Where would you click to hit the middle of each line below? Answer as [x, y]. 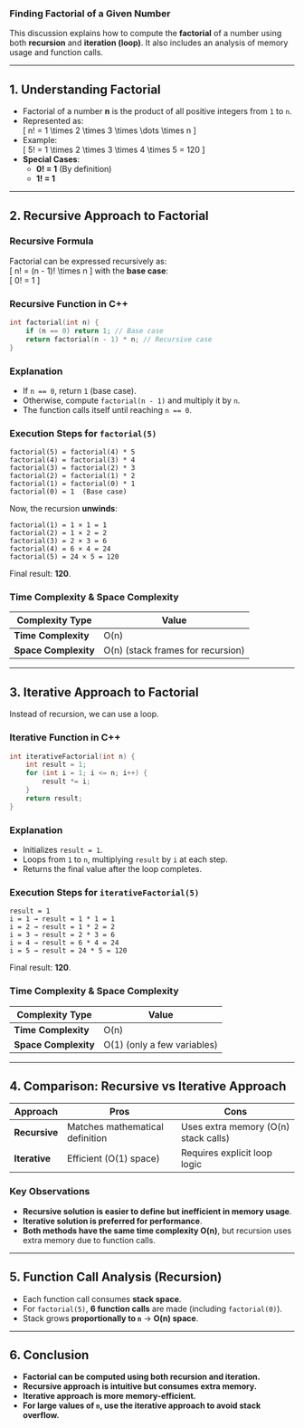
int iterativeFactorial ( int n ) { [72, 756]
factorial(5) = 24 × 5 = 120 [64, 557]
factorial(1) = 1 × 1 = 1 [58, 525]
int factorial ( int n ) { [54, 323]
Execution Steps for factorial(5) [83, 433]
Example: [40, 140]
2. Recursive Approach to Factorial [109, 216]
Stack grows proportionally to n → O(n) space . [110, 1318]
